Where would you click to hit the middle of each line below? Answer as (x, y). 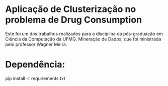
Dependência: (35, 65)
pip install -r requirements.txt (35, 78)
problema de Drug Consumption (74, 20)
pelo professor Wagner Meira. (36, 44)
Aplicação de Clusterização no (71, 9)
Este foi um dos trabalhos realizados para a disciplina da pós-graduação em (84, 33)
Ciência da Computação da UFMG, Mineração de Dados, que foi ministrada (83, 39)
